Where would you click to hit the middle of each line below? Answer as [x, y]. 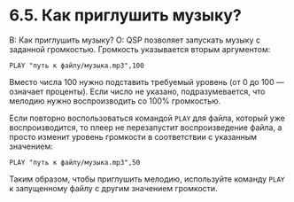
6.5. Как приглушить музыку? [125, 16]
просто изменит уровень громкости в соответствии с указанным [133, 136]
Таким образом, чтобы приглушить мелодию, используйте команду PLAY [147, 179]
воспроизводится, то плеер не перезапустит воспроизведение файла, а [146, 127]
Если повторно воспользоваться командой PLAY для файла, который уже [147, 118]
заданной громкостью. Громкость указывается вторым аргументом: [140, 49]
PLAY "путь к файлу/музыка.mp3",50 [75, 162]
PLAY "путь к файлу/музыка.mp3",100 [77, 66]
